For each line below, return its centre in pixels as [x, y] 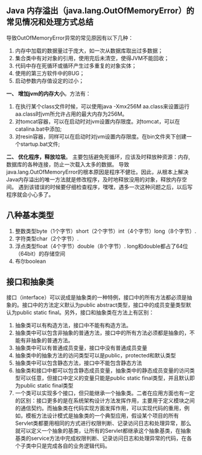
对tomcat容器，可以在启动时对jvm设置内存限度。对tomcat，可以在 [97, 121]
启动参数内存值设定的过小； [49, 81]
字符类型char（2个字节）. [47, 238]
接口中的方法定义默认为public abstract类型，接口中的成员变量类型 [104, 305]
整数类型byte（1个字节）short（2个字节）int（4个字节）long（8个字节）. [106, 231]
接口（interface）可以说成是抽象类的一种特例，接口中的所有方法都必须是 [96, 298]
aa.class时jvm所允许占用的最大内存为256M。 [71, 114]
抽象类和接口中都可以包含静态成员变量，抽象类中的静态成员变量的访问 [102, 371]
